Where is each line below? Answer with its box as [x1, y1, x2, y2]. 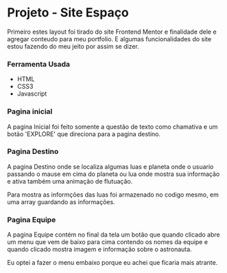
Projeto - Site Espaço [7, 5, 129, 21]
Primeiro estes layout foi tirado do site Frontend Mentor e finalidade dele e [7, 28, 217, 36]
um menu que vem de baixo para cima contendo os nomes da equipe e [7, 238, 208, 246]
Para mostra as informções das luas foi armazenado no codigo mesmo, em [7, 190, 219, 199]
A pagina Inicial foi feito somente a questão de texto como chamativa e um [7, 122, 218, 131]
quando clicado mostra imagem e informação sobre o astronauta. [7, 245, 192, 254]
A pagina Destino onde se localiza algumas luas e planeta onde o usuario [7, 162, 214, 171]
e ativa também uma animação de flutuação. [7, 177, 133, 185]
